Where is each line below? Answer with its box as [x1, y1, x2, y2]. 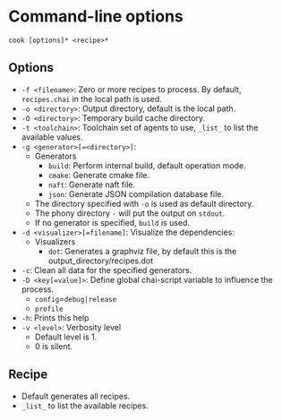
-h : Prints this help [21, 312, 90, 323]
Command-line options [8, 6, 184, 27]
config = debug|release [34, 293, 117, 304]
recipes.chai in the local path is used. [21, 93, 162, 104]
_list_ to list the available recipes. [21, 400, 149, 411]
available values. [21, 132, 83, 142]
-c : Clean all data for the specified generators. [21, 264, 192, 275]
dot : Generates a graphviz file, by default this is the [47, 245, 237, 256]
